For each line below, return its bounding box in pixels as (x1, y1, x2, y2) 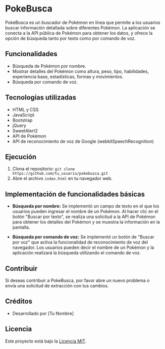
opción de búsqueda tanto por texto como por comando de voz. (5, 35, 136, 41)
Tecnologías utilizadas (5, 93, 76, 102)
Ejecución (5, 152, 37, 161)
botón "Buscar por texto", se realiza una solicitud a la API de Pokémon (12, 214, 156, 220)
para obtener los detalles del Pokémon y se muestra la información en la (12, 219, 160, 225)
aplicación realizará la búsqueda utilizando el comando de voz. (12, 250, 141, 256)
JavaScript (12, 112, 35, 117)
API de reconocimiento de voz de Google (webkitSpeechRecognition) (12, 138, 154, 144)
